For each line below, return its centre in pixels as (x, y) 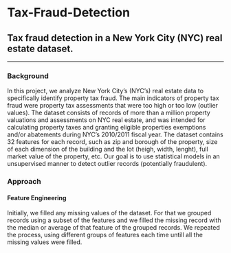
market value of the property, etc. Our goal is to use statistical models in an (113, 156)
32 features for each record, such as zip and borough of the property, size (112, 142)
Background (28, 75)
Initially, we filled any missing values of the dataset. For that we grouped (109, 213)
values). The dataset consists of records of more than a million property (109, 113)
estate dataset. (40, 48)
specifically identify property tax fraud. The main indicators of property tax (113, 98)
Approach (24, 182)
